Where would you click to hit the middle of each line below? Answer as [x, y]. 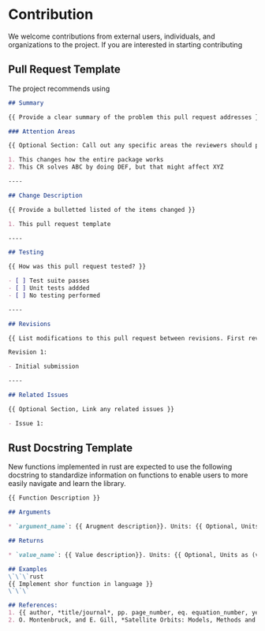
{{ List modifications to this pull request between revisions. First [127, 338]
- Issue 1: [26, 423]
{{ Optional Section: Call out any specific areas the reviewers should [130, 146]
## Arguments [30, 512]
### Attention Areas [42, 132]
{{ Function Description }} [54, 498]
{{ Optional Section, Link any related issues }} [91, 409]
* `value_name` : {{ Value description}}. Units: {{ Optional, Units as [128, 555]
